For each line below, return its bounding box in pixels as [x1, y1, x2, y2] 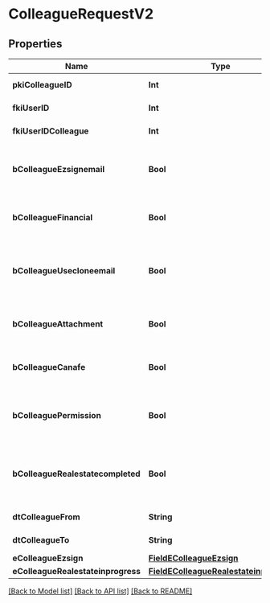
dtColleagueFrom [12, 511, 80, 523]
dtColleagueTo [12, 535, 70, 545]
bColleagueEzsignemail [12, 164, 105, 174]
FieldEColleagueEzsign [148, 552, 239, 564]
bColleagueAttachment [12, 318, 104, 330]
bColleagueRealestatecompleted [12, 468, 141, 479]
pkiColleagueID [12, 80, 72, 90]
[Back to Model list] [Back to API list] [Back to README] [8, 586, 193, 596]
